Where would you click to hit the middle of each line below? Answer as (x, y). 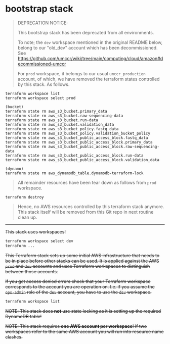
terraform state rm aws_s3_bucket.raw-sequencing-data (64, 116)
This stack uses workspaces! (36, 232)
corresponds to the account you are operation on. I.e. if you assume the (80, 286)
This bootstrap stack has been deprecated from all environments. (86, 32)
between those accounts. (32, 271)
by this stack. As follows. (44, 84)
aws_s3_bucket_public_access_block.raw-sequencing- (104, 146)
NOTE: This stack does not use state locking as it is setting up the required (83, 311)
